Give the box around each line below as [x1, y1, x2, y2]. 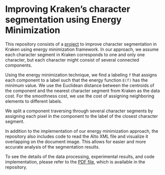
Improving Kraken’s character [5, 3, 131, 15]
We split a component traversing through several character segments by [5, 108, 153, 114]
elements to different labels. [5, 98, 63, 104]
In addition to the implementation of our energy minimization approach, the [5, 128, 159, 134]
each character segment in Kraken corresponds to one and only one [5, 51, 145, 58]
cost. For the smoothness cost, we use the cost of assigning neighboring [5, 93, 155, 99]
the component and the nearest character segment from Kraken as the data [5, 87, 160, 93]
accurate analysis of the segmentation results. [5, 144, 100, 150]
